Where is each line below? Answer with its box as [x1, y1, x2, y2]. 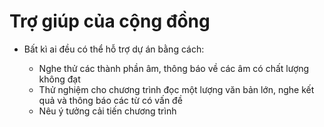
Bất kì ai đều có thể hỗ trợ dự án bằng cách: [23, 43, 205, 55]
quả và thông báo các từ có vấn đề [38, 94, 183, 106]
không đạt [38, 73, 81, 85]
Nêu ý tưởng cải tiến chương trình [38, 105, 177, 117]
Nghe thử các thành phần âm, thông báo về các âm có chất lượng [38, 62, 310, 74]
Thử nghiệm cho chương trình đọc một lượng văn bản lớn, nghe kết [38, 83, 315, 95]
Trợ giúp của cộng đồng [9, 10, 211, 33]
